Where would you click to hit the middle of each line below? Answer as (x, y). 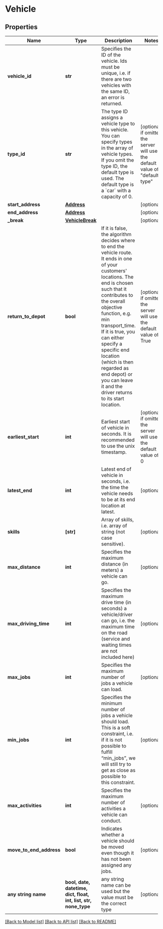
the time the (115, 487)
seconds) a (114, 608)
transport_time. (118, 326)
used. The (113, 178)
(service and (115, 639)
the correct (114, 903)
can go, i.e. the (118, 620)
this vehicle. (115, 130)
